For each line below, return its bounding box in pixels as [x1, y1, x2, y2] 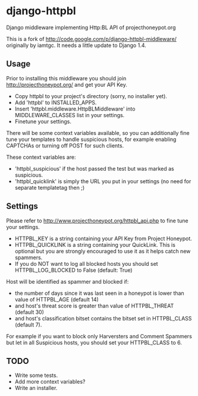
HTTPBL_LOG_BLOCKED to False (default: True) [14, 266, 133, 274]
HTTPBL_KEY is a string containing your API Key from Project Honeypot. [14, 235, 192, 242]
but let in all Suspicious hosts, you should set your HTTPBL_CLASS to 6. [6, 339, 183, 346]
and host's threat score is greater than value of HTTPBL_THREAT [14, 302, 174, 309]
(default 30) [14, 308, 45, 316]
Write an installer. [14, 385, 58, 392]
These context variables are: [6, 153, 76, 161]
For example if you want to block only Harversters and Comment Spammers [6, 332, 192, 340]
